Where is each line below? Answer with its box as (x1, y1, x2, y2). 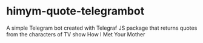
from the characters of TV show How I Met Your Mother (6, 30, 145, 38)
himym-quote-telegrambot (6, 4, 145, 18)
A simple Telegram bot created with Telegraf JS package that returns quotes (6, 24, 198, 31)
